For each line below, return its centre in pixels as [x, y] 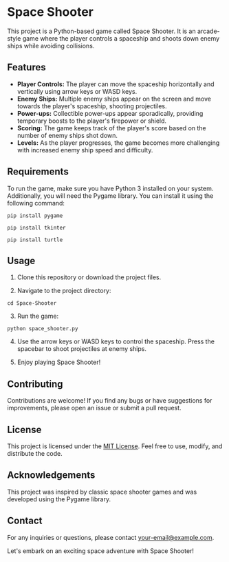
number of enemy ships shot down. [67, 135]
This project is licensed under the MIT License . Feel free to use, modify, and [115, 446]
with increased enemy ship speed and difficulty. [85, 150]
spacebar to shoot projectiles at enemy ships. [81, 349]
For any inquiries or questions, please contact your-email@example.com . [111, 537]
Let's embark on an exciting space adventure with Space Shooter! [101, 551]
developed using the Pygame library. [59, 499]
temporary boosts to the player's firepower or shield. [92, 121]
